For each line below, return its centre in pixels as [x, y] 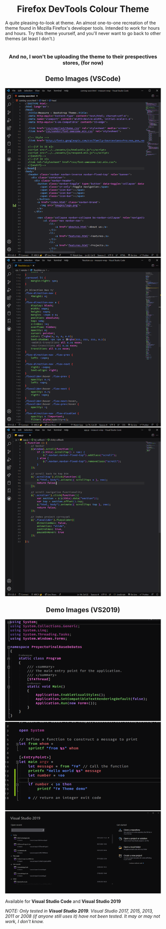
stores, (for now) [83, 63]
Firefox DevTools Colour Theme [83, 9]
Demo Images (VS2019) [83, 610]
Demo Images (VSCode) [83, 79]
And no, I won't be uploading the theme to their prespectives [83, 56]
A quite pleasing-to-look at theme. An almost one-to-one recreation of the [81, 23]
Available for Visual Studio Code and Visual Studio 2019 [63, 901]
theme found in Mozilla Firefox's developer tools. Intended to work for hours [83, 28]
